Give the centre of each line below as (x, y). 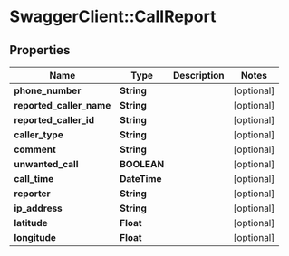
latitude (31, 223)
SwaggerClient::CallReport (113, 17)
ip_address (39, 208)
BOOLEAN (142, 164)
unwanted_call (46, 164)
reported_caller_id (54, 120)
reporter (33, 194)
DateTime (140, 179)
